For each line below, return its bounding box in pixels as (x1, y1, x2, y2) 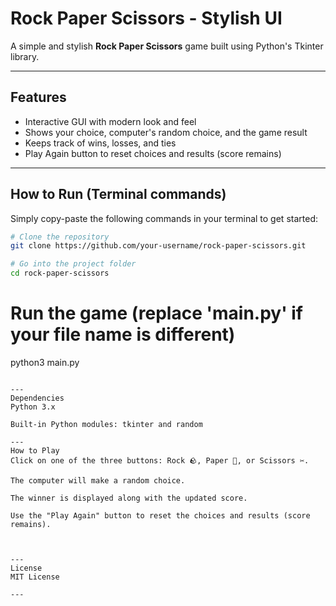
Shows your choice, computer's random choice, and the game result (24, 126, 308, 138)
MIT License (10, 572, 60, 582)
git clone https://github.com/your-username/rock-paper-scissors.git (10, 241, 307, 251)
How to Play (10, 446, 60, 456)
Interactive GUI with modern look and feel (24, 115, 197, 127)
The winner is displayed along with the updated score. (10, 493, 248, 503)
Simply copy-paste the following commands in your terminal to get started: (10, 212, 318, 224)
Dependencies (10, 393, 65, 403)
